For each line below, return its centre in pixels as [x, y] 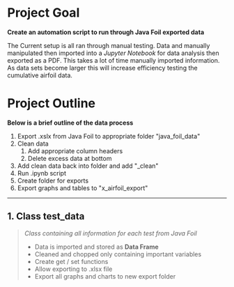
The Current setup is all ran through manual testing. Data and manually [109, 45]
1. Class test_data [46, 216]
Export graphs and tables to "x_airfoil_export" [83, 188]
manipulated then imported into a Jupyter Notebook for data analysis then [113, 53]
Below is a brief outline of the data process [70, 123]
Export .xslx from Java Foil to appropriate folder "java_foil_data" [109, 136]
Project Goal [44, 13]
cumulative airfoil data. [40, 75]
